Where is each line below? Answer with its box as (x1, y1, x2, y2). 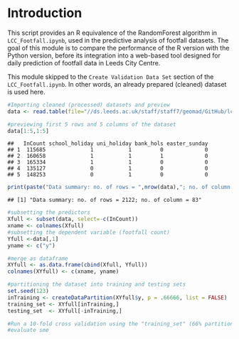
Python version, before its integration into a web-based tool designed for (7, 51, 221, 60)
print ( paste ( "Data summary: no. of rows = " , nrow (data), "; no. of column (7, 183, 231, 191)
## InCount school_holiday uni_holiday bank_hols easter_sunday (7, 140, 208, 147)
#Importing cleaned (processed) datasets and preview (7, 101, 171, 108)
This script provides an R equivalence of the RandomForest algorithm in (7, 28, 218, 37)
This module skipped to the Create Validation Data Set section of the (7, 72, 214, 81)
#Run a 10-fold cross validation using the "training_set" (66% (7, 320, 202, 328)
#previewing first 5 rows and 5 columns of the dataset (7, 121, 176, 128)
